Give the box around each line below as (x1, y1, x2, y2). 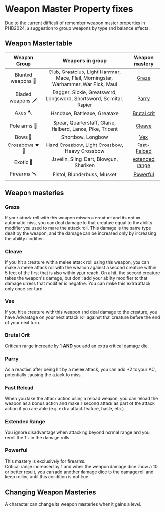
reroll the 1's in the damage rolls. (5, 435, 71, 440)
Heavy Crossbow (64, 147, 105, 154)
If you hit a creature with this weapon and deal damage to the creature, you (5, 309, 158, 315)
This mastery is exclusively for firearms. (5, 458, 86, 464)
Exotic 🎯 (14, 159, 33, 166)
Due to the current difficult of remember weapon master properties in (5, 20, 146, 26)
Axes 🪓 (14, 110, 33, 116)
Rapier (77, 101, 92, 108)
